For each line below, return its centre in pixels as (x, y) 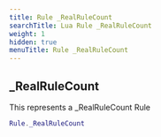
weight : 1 (27, 34)
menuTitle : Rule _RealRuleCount (69, 50)
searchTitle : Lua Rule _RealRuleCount (80, 26)
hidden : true (33, 42)
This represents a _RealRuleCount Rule (80, 107)
